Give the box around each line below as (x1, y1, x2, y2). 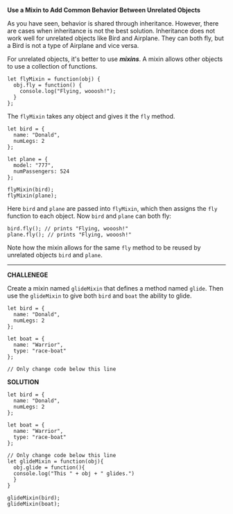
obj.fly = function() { (13, 82, 82, 89)
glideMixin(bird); (7, 495, 60, 502)
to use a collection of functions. (7, 62, 98, 70)
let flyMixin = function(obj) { (7, 76, 101, 83)
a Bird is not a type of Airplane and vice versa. (7, 42, 139, 49)
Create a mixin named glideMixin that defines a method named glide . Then (7, 284, 224, 292)
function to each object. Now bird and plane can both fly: (7, 212, 172, 220)
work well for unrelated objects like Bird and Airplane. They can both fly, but (7, 34, 224, 42)
